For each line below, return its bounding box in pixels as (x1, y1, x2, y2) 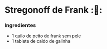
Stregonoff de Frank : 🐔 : (4, 4, 103, 16)
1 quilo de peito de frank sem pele (11, 33, 81, 39)
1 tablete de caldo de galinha (11, 38, 70, 44)
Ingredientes (4, 22, 36, 29)
